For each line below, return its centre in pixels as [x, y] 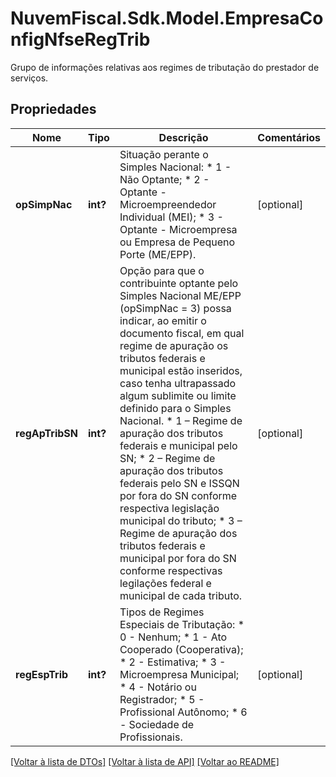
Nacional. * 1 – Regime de [181, 420]
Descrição [183, 137]
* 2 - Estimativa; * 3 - [173, 662]
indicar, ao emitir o [163, 320]
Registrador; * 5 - [162, 699]
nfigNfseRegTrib [80, 39]
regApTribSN [46, 433]
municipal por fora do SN [178, 558]
